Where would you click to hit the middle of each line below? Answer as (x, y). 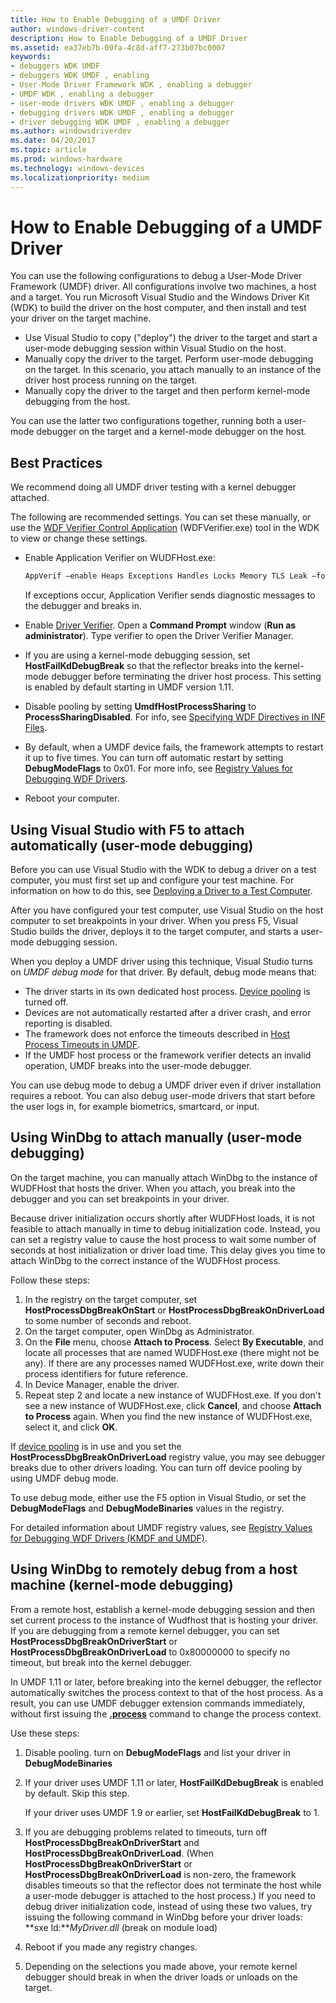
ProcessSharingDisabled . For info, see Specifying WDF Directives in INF (175, 717)
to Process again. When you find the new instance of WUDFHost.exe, (168, 1416)
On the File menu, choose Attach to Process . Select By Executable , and (174, 1342)
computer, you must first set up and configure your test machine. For (152, 880)
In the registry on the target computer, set (111, 1299)
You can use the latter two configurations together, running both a (146, 421)
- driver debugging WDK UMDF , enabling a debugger (120, 122)
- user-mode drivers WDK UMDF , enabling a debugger (122, 103)
